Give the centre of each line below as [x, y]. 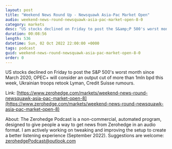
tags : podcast [20, 48]
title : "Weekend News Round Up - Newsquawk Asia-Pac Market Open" [78, 15]
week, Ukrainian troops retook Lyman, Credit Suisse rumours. [70, 83]
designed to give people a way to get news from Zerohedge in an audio [81, 125]
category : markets [25, 24]
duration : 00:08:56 [26, 34]
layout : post [19, 10]
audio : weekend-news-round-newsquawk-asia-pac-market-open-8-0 [74, 19]
